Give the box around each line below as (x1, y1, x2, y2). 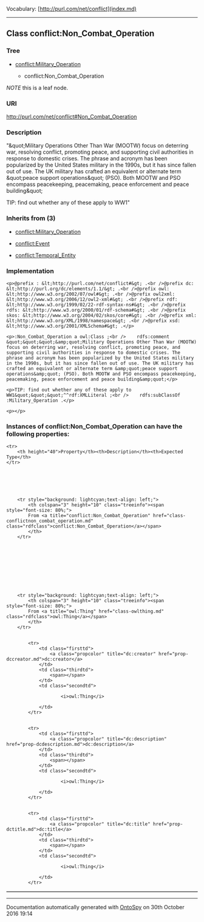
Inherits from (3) (6, 214, 56, 222)
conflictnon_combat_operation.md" (6, 518, 94, 525)
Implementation (6, 267, 55, 275)
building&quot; (6, 187, 43, 194)
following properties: (6, 430, 70, 438)
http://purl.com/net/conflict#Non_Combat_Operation (6, 112, 137, 120)
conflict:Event (15, 239, 50, 247)
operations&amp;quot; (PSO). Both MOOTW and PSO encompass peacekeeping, (6, 371, 197, 377)
